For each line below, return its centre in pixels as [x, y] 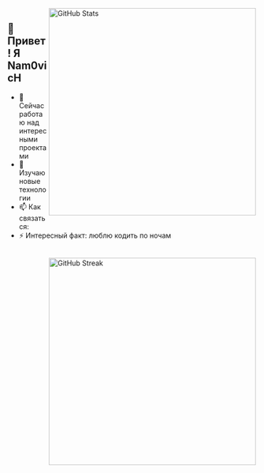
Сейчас [32, 105]
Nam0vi [27, 66]
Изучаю [32, 172]
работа [31, 114]
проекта [33, 147]
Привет [27, 41]
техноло [32, 190]
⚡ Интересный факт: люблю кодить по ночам [95, 235]
